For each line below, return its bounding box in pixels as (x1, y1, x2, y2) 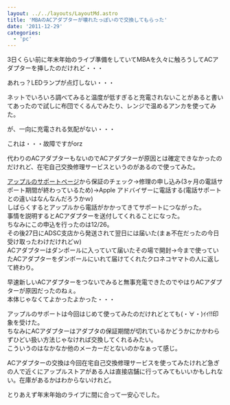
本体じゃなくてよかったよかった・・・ (7, 295, 115, 303)
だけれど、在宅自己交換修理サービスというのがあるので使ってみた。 (7, 163, 199, 171)
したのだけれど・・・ (43, 64, 104, 72)
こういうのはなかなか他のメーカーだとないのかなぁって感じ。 (7, 344, 181, 353)
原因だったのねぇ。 (25, 287, 80, 295)
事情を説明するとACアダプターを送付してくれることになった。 (7, 212, 184, 220)
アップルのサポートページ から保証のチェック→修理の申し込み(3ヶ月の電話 (7, 177, 218, 186)
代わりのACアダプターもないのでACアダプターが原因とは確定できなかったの (7, 154, 222, 162)
